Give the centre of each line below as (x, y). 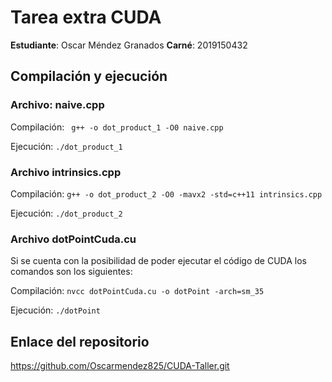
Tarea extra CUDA (86, 17)
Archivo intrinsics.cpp (66, 172)
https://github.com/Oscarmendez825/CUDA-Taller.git (120, 366)
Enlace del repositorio (80, 341)
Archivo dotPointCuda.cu (73, 239)
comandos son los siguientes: (71, 272)
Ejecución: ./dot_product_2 (66, 213)
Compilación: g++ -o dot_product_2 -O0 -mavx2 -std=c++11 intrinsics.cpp (166, 193)
